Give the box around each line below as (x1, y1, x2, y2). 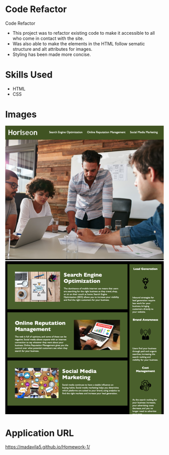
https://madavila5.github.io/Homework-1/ (5, 444, 91, 450)
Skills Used (5, 69, 53, 81)
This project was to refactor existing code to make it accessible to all (12, 30, 155, 36)
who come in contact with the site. (12, 35, 84, 41)
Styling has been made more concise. (12, 51, 91, 57)
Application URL (5, 427, 74, 439)
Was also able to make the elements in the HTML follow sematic (12, 40, 145, 46)
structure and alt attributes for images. (12, 46, 93, 52)
